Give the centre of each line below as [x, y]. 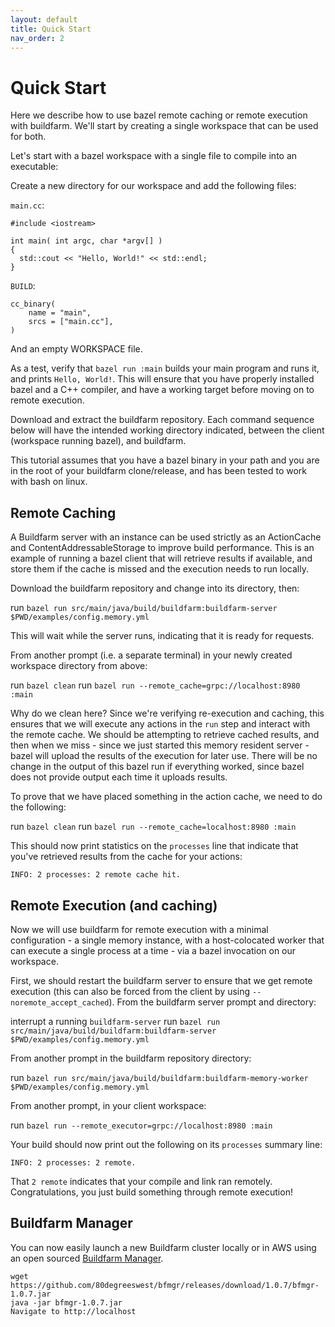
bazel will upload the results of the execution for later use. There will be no [164, 756]
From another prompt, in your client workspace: [108, 1105]
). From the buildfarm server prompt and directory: [212, 1002]
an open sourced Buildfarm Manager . [87, 1258]
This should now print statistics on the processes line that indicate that [154, 846]
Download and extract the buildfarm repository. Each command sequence [162, 420]
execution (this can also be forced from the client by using [130, 991]
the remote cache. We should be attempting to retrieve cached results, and [165, 735]
